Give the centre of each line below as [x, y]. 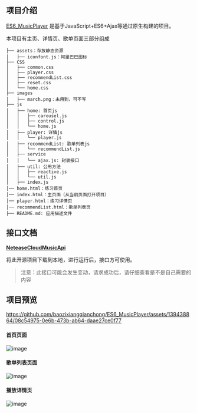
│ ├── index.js [27, 182]
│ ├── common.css [30, 67]
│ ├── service [26, 154]
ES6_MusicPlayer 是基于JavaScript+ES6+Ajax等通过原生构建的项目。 [90, 26]
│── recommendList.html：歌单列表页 [48, 207]
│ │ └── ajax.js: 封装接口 [43, 160]
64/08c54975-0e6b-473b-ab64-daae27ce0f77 [64, 321]
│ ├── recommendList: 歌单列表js [48, 144]
